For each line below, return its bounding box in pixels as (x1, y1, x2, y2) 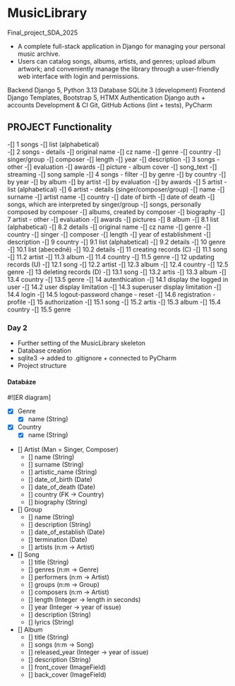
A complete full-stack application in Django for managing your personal (17, 42, 226, 50)
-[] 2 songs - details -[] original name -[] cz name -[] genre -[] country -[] (7, 147, 221, 156)
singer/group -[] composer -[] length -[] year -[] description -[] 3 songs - (7, 155, 220, 163)
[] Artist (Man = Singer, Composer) (17, 445, 119, 454)
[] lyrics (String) (28, 617, 74, 626)
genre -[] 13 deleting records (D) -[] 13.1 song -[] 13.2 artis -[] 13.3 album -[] (7, 267, 227, 276)
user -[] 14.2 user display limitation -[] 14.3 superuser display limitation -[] (7, 283, 222, 291)
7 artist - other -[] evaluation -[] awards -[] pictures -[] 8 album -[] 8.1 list (7, 215, 219, 223)
